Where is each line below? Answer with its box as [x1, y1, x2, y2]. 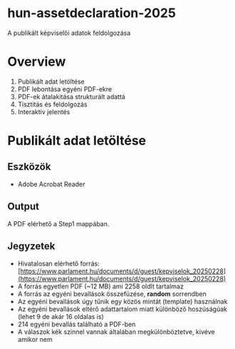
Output [7, 201, 39, 213]
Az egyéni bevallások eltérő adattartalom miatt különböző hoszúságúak [17, 305, 228, 313]
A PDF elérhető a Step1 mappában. [7, 219, 110, 228]
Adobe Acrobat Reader [17, 180, 85, 188]
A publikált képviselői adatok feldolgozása [7, 29, 131, 37]
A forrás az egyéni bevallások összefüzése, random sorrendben [17, 289, 207, 298]
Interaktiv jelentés [17, 107, 70, 116]
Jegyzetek [7, 241, 56, 253]
